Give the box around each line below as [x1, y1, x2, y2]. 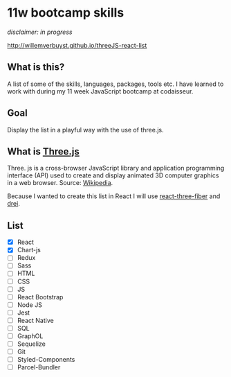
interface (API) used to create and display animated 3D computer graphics [7, 171, 219, 179]
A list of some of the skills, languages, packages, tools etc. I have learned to [7, 80, 224, 88]
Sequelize [17, 340, 46, 348]
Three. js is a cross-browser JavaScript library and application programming [7, 164, 225, 173]
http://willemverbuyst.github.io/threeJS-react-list [7, 41, 147, 49]
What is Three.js [7, 146, 80, 157]
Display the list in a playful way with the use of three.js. [7, 125, 164, 134]
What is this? [7, 61, 65, 73]
